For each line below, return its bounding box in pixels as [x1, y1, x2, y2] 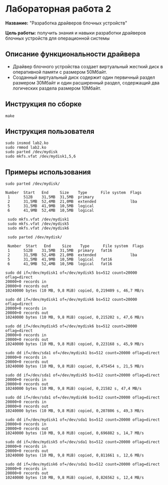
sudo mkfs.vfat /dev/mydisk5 [7, 221, 70, 226]
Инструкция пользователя [5, 127, 95, 135]
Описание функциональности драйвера [5, 50, 141, 59]
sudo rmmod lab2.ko [5, 145, 47, 150]
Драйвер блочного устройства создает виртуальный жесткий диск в [12, 63, 163, 69]
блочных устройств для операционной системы [5, 35, 110, 41]
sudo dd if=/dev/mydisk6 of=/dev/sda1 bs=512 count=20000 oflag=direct [5, 462, 160, 467]
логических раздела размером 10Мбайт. [12, 85, 102, 91]
